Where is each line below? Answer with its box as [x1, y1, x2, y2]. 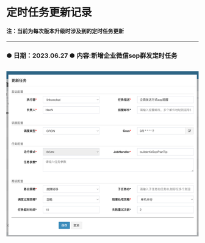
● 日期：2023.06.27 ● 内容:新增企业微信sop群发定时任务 [6, 51, 178, 60]
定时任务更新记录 [6, 5, 93, 20]
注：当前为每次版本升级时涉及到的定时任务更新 [6, 27, 124, 34]
